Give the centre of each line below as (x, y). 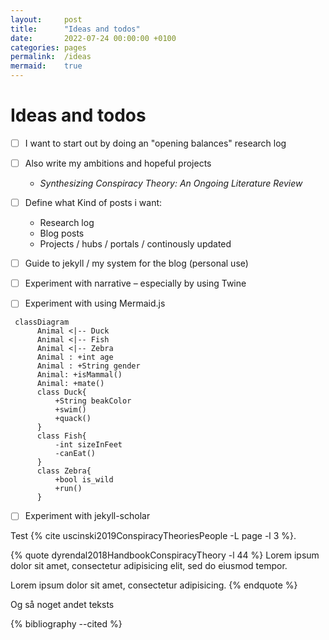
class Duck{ (61, 392)
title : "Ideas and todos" (75, 29)
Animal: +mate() (70, 384)
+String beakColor (93, 401)
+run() (68, 489)
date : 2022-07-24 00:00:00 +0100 (93, 38)
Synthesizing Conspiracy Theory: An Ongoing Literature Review (171, 183)
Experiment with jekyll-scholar (87, 516)
